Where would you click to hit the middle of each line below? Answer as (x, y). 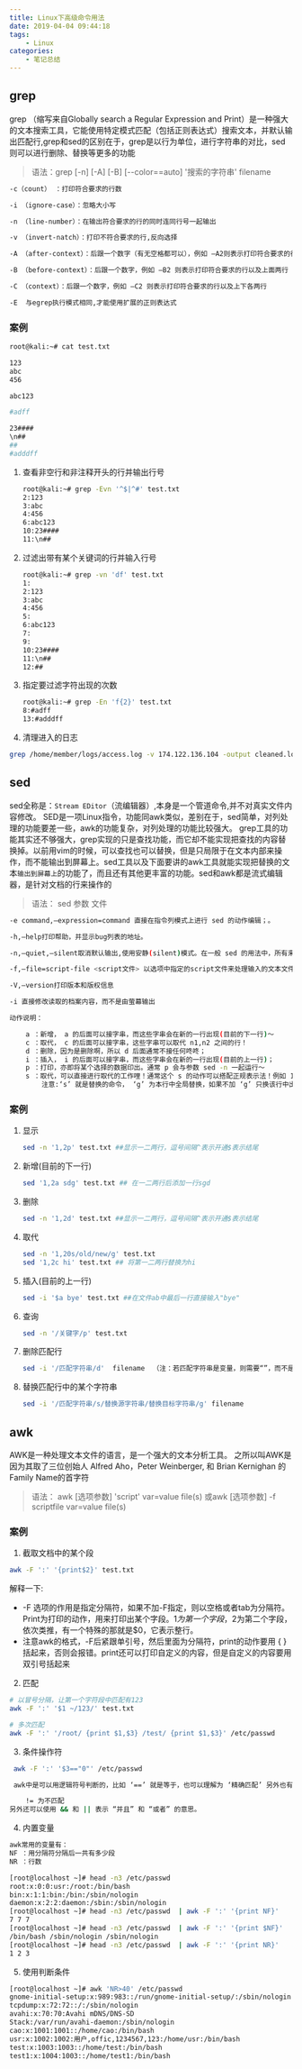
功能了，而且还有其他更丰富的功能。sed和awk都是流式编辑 (174, 873)
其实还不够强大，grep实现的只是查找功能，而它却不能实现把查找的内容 (147, 839)
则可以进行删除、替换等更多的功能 (72, 152)
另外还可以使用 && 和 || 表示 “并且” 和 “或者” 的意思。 (105, 1809)
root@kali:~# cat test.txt (60, 347)
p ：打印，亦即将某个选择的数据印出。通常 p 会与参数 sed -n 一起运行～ (145, 1068)
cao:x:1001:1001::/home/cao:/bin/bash (82, 2030)
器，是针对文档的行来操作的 (61, 884)
